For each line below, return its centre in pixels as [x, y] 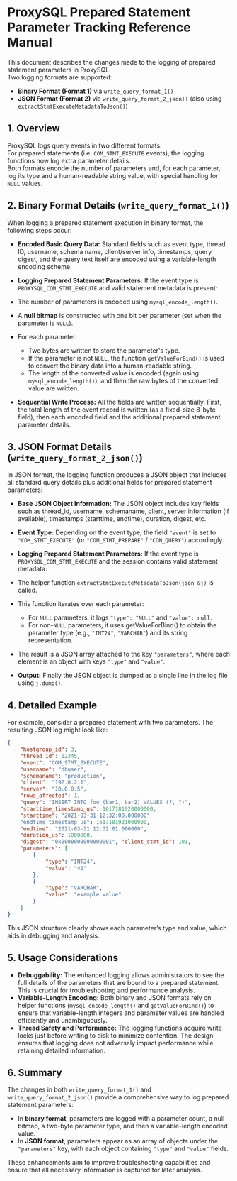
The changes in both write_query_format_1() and [80, 1089]
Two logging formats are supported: [60, 77]
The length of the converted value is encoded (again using [114, 373]
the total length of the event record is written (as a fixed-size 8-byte [116, 410]
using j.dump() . [40, 683]
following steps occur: [40, 230]
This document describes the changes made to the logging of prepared [111, 62]
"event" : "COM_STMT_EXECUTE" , [65, 763]
